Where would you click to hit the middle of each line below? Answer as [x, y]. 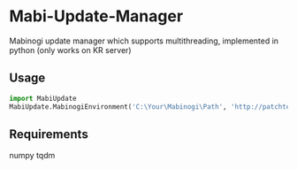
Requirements [49, 134]
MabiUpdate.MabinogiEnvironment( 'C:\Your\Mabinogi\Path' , [118, 107]
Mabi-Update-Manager [96, 16]
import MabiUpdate [43, 98]
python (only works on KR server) [70, 50]
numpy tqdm [32, 156]
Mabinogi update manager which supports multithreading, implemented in [144, 41]
